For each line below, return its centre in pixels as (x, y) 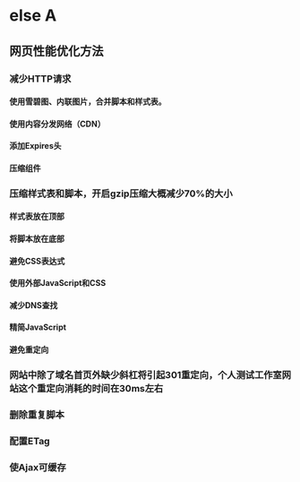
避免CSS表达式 (37, 261)
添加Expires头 (35, 146)
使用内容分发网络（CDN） (57, 124)
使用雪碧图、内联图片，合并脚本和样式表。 (88, 102)
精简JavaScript (38, 327)
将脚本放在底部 (37, 238)
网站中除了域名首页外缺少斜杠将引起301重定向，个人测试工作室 (146, 374)
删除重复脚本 (37, 415)
